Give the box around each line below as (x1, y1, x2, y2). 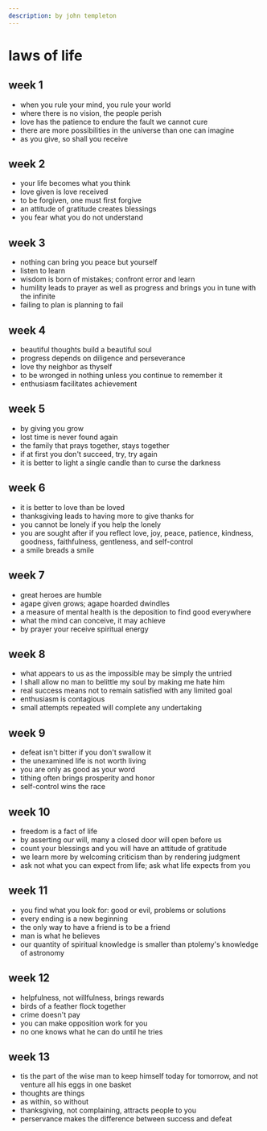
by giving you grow (19, 423, 84, 433)
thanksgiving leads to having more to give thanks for (19, 511, 195, 520)
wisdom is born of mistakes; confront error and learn (19, 274, 195, 284)
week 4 (8, 323, 46, 337)
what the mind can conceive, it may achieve (19, 615, 166, 625)
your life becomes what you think (19, 179, 131, 188)
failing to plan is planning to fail (19, 300, 124, 310)
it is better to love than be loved (19, 502, 125, 512)
